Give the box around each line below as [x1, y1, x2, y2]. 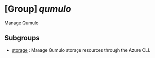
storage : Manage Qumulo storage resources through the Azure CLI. [11, 47, 151, 53]
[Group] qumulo [4, 3, 71, 15]
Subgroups [4, 34, 40, 42]
